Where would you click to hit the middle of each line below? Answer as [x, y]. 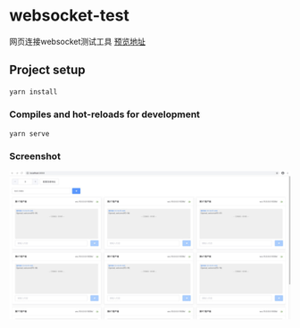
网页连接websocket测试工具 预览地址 [77, 41]
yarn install [33, 92]
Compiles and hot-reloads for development [105, 114]
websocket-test [69, 16]
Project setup [48, 70]
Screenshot [35, 156]
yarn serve [29, 134]
